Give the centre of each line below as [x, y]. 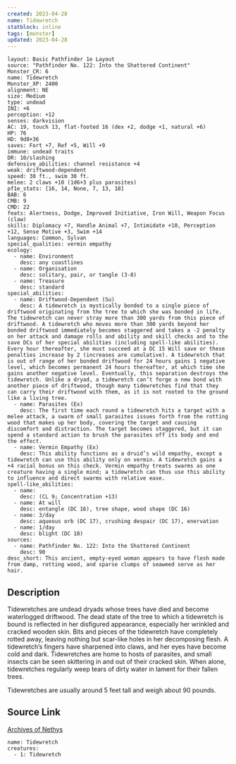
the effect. [25, 442]
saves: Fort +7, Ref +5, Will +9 [56, 146]
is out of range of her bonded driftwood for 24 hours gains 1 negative [116, 361]
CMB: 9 [17, 201]
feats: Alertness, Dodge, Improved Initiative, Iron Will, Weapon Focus [116, 213]
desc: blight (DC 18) [51, 534]
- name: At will [37, 503]
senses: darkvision [36, 121]
